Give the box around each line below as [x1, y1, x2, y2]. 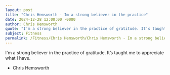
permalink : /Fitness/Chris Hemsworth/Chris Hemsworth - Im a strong [5, 36, 153, 41]
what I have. [5, 55, 31, 61]
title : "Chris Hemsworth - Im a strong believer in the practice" [5, 12, 148, 17]
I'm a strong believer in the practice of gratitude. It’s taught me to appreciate [5, 49, 164, 56]
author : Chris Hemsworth [5, 21, 58, 27]
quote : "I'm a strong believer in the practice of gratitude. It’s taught [5, 26, 166, 31]
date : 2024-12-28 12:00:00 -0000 [5, 17, 76, 22]
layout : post [5, 7, 33, 13]
